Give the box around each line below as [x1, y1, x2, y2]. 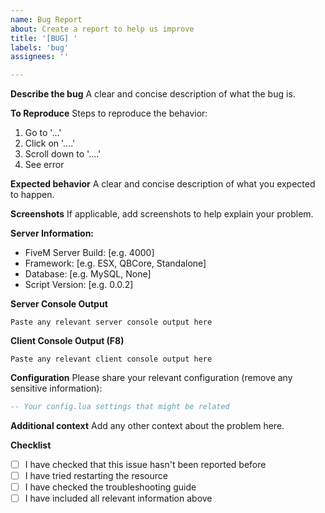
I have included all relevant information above [24, 492, 213, 505]
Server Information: [10, 227, 95, 240]
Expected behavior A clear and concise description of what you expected [10, 178, 316, 190]
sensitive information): [10, 382, 103, 395]
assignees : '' [10, 52, 70, 62]
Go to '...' [24, 127, 62, 139]
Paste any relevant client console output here [10, 354, 213, 365]
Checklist [10, 439, 52, 451]
